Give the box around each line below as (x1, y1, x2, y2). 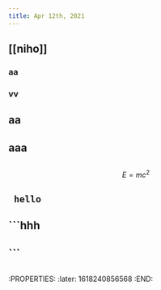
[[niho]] (8, 42, 48, 56)
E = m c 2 (121, 168, 150, 180)
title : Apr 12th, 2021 (8, 11, 85, 20)
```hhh (8, 219, 40, 232)
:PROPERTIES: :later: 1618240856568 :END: (8, 274, 154, 284)
